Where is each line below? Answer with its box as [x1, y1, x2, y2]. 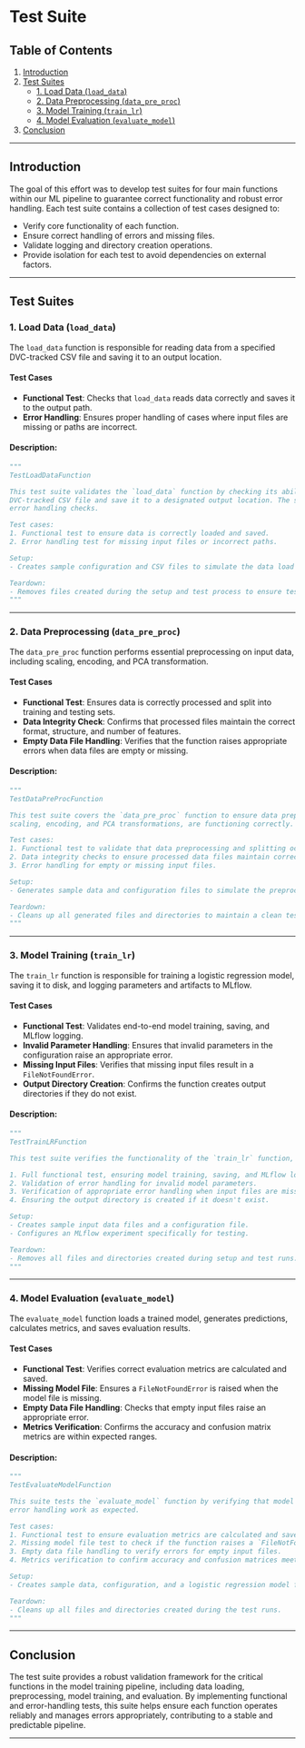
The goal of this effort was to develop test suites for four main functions [9, 184, 279, 194]
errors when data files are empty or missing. [22, 745, 189, 756]
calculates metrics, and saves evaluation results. [9, 1322, 191, 1333]
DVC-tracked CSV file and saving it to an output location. [9, 352, 222, 363]
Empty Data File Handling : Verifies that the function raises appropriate [22, 735, 288, 746]
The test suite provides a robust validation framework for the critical [9, 1672, 263, 1683]
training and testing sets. [22, 706, 116, 717]
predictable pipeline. [9, 1720, 86, 1731]
